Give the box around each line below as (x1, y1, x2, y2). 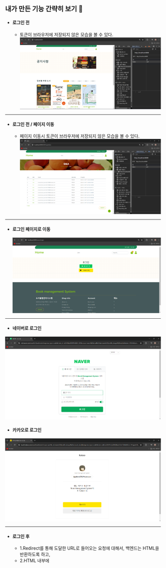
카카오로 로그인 (12, 426, 42, 433)
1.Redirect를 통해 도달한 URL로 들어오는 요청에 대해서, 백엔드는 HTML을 (19, 545, 160, 551)
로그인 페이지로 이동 (12, 226, 51, 232)
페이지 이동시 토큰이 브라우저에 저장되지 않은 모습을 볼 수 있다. (19, 133, 140, 139)
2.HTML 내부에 (19, 558, 49, 564)
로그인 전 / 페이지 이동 (12, 121, 54, 127)
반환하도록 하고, (19, 552, 50, 558)
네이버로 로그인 (12, 325, 42, 331)
